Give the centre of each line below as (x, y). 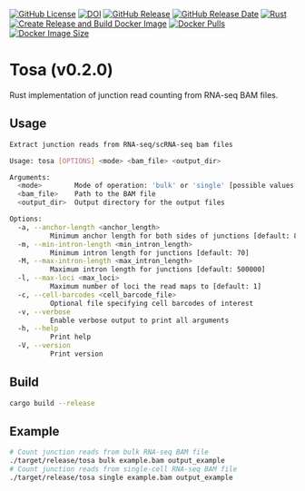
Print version (76, 354)
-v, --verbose (44, 312)
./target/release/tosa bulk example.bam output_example (117, 461)
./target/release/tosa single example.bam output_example (121, 477)
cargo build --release (52, 403)
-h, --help (38, 329)
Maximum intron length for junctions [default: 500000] (157, 270)
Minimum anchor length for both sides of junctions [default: (170, 236)
